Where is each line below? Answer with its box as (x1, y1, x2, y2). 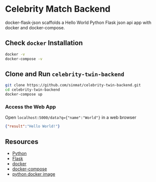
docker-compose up (5, 92, 43, 97)
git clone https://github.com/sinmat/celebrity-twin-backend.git (5, 83, 141, 88)
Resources (5, 138, 39, 146)
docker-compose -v (5, 56, 43, 61)
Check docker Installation (5, 39, 83, 47)
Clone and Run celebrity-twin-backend (5, 70, 125, 78)
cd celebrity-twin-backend (5, 87, 60, 92)
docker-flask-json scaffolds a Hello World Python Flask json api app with (5, 20, 152, 25)
